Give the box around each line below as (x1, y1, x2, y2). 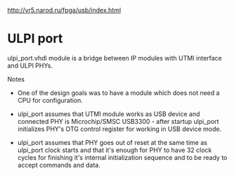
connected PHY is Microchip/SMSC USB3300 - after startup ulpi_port (17, 117, 219, 125)
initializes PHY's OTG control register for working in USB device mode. (17, 125, 222, 133)
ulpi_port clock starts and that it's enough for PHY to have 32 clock (17, 146, 212, 154)
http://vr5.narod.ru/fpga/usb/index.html (7, 6, 122, 14)
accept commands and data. (17, 161, 100, 169)
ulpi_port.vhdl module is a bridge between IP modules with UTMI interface (7, 54, 223, 62)
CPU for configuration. (17, 96, 83, 104)
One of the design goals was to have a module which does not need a (17, 88, 220, 97)
